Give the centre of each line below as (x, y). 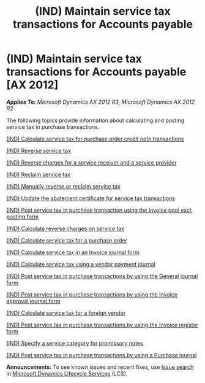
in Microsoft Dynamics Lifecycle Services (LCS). (67, 373)
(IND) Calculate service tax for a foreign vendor (66, 313)
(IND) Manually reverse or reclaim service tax (63, 186)
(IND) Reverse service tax (39, 150)
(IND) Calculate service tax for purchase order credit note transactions (95, 139)
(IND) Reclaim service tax (38, 174)
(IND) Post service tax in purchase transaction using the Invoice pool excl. (99, 210)
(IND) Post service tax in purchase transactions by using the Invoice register (102, 325)
